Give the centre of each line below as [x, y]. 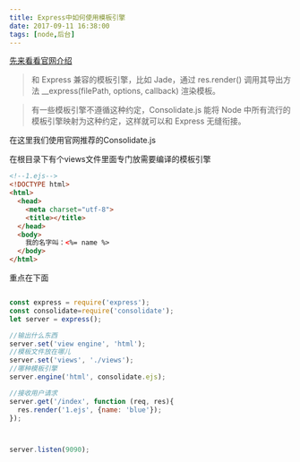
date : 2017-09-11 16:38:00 [60, 26]
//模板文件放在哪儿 [40, 352]
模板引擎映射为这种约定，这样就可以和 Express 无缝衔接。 [138, 121]
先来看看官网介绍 [41, 61]
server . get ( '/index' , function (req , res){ [92, 401]
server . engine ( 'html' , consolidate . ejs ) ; [88, 377]
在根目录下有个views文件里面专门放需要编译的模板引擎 [111, 159]
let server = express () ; [56, 319]
